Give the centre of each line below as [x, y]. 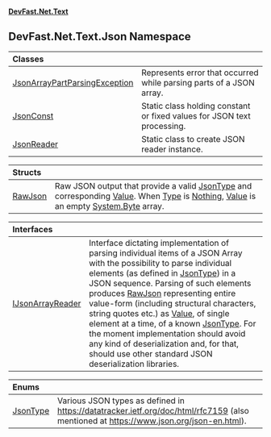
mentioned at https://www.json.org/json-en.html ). [152, 421]
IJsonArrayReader [47, 304]
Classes [28, 59]
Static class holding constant [196, 106]
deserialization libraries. [134, 364]
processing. [163, 127]
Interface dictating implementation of [159, 243]
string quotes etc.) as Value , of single [159, 314]
